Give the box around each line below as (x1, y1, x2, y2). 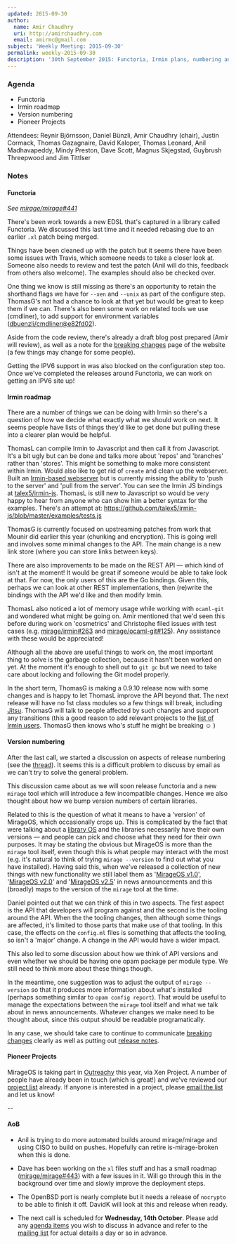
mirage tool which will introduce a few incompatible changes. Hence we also (7, 789, 228, 797)
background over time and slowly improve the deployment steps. (17, 1179, 206, 1187)
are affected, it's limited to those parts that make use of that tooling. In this (7, 921, 223, 929)
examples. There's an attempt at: (7, 504, 103, 513)
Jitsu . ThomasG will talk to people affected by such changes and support (7, 707, 219, 715)
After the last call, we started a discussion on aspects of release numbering (7, 753, 226, 761)
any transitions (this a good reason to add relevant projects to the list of (7, 714, 214, 722)
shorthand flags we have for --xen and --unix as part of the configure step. (7, 289, 226, 299)
